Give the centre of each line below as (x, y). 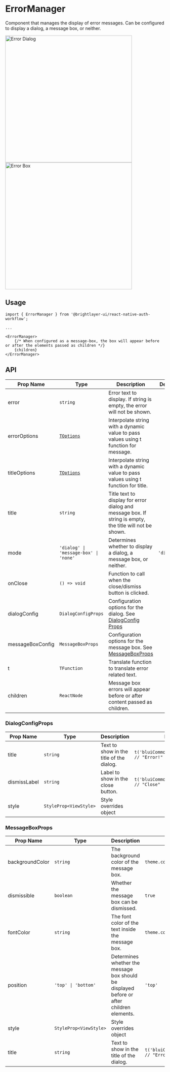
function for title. (128, 485)
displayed (123, 988)
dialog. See (122, 613)
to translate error (128, 668)
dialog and (121, 506)
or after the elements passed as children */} (55, 345)
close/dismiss (125, 586)
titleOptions (22, 473)
